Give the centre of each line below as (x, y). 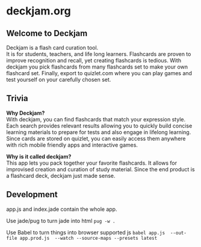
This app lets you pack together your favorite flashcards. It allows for (92, 163)
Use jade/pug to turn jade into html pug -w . (61, 221)
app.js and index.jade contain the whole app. (62, 209)
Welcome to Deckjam (47, 33)
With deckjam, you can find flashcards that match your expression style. (96, 119)
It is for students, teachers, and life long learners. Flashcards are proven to (99, 54)
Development (32, 194)
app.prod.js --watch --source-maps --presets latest (88, 238)
